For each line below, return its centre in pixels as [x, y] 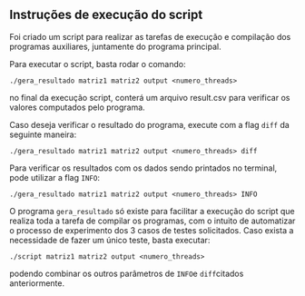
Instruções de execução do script [106, 15]
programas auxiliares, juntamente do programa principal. [115, 46]
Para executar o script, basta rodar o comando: [98, 64]
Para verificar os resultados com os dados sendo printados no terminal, [143, 168]
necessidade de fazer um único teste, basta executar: [110, 240]
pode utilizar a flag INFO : [54, 177]
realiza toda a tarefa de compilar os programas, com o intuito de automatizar [152, 221]
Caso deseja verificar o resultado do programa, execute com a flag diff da [150, 124]
